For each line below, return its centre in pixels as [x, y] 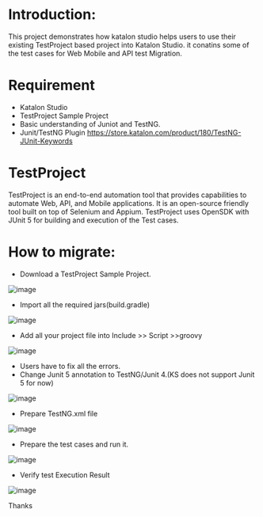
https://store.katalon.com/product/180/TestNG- [164, 132]
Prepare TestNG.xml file [59, 413]
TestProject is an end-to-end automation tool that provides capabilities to [128, 195]
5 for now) [36, 382]
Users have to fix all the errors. [70, 366]
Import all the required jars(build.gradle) [85, 304]
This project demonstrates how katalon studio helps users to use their [122, 36]
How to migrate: [62, 252]
